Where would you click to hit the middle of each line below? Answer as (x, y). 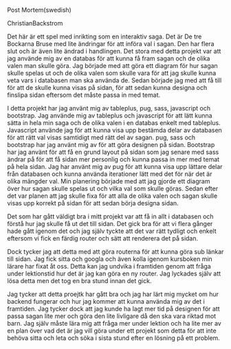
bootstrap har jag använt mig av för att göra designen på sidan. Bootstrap (111, 145)
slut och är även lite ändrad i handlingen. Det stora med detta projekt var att (114, 51)
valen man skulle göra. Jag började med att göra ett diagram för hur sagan (112, 66)
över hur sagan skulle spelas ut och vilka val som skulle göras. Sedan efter (113, 189)
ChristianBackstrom (35, 23)
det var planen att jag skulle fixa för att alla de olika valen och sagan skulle (112, 196)
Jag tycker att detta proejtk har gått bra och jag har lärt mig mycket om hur (113, 294)
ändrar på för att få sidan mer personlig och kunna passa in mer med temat (113, 159)
